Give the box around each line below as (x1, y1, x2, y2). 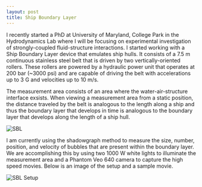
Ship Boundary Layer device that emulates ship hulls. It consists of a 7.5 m (6, 50, 191, 57)
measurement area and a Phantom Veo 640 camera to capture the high (6, 156, 183, 163)
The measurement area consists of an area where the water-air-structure (6, 87, 188, 95)
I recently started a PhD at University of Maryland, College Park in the (6, 31, 179, 38)
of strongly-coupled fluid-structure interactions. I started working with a (6, 43, 185, 51)
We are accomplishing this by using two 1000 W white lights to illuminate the (6, 149, 197, 157)
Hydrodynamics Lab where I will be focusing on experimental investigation (6, 37, 191, 45)
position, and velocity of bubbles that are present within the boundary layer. (6, 143, 195, 150)
